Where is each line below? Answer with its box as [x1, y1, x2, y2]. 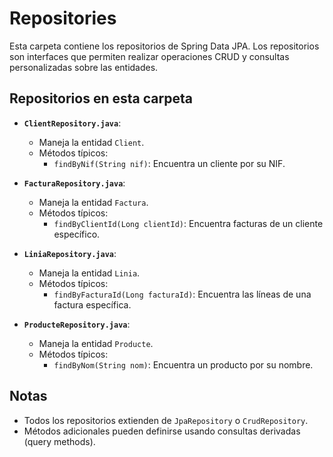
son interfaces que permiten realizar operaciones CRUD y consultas [9, 50, 290, 62]
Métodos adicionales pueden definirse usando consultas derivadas [23, 425, 301, 437]
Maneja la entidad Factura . [38, 196, 149, 208]
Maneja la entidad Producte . [38, 337, 154, 349]
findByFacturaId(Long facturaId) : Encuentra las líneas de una [53, 288, 312, 300]
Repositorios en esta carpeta [9, 90, 193, 107]
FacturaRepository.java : [23, 177, 126, 189]
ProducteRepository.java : [23, 318, 131, 330]
